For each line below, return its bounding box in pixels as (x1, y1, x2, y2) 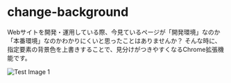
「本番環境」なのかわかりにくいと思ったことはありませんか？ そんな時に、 (7, 36, 221, 45)
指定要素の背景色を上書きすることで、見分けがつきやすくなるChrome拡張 (7, 45, 219, 53)
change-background (7, 4, 129, 20)
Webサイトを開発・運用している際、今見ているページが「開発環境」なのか (7, 28, 221, 36)
